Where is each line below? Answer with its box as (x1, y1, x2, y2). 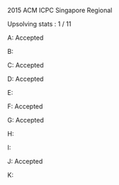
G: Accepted (7, 116, 44, 124)
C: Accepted (7, 61, 44, 69)
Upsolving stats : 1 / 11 (7, 20, 72, 28)
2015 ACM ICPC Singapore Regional (7, 6, 113, 14)
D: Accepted (7, 74, 44, 83)
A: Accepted (7, 33, 44, 42)
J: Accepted (7, 157, 43, 165)
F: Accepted (7, 102, 43, 111)
